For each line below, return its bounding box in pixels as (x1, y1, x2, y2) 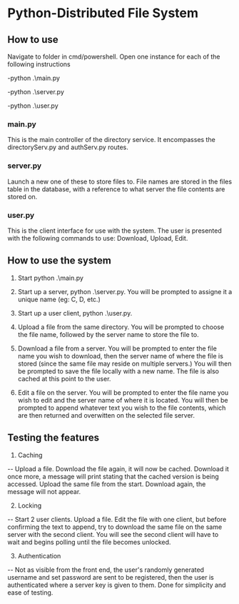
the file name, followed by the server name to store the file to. (17, 330, 199, 338)
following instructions (7, 60, 71, 69)
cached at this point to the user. (17, 374, 111, 383)
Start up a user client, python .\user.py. (17, 308, 133, 317)
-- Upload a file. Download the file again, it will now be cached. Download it (7, 464, 230, 473)
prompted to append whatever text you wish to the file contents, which (17, 403, 226, 412)
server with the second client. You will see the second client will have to (7, 530, 219, 538)
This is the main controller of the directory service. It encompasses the (7, 136, 215, 144)
